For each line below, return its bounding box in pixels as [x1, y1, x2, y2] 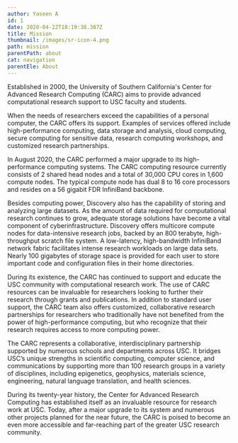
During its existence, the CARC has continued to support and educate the [7, 272, 222, 281]
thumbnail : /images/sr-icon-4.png [7, 37, 110, 44]
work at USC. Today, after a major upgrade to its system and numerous [7, 405, 215, 414]
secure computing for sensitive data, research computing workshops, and [7, 134, 223, 142]
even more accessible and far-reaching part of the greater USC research [7, 420, 220, 429]
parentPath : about [7, 50, 62, 57]
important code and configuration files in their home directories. [7, 259, 195, 267]
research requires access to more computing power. [7, 325, 161, 333]
